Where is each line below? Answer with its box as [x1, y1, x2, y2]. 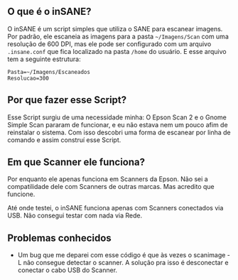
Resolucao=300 [7, 75, 50, 82]
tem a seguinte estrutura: [7, 55, 81, 63]
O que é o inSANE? [7, 6, 92, 18]
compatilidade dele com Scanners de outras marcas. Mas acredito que [7, 183, 215, 191]
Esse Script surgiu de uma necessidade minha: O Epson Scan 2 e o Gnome [7, 113, 227, 122]
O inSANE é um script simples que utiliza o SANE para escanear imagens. [7, 24, 223, 33]
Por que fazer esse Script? [7, 94, 127, 106]
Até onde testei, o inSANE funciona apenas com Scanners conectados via [7, 204, 224, 212]
